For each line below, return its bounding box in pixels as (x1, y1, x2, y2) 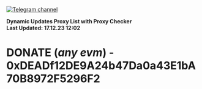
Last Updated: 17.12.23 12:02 (6, 25, 81, 31)
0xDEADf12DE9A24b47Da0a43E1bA (6, 59, 196, 73)
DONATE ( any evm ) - (6, 46, 114, 60)
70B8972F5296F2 (6, 72, 100, 86)
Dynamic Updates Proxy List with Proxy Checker (6, 18, 132, 25)
